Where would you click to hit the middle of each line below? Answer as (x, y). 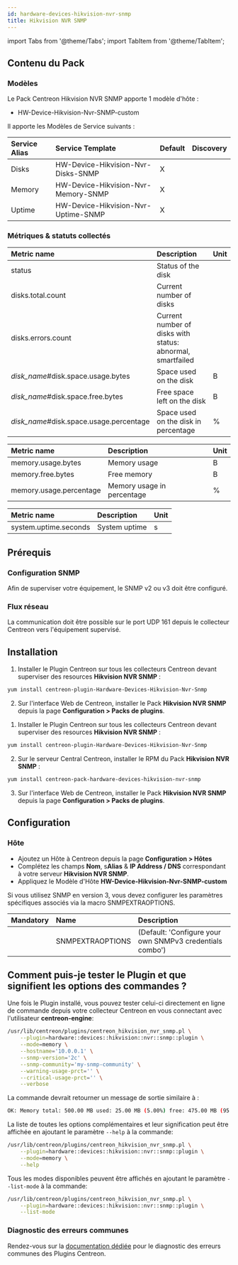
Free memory (130, 475)
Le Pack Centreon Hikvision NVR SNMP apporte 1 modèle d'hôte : (103, 99)
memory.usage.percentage (56, 490)
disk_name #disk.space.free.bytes (67, 397)
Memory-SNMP (82, 194)
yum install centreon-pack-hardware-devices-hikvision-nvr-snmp (104, 780)
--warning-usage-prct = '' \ (60, 1071)
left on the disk (181, 401)
